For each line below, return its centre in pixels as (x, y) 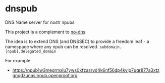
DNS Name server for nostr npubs (40, 22)
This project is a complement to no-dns (45, 32)
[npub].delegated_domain (31, 51)
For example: (19, 60)
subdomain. (111, 47)
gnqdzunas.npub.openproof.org (45, 75)
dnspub (21, 9)
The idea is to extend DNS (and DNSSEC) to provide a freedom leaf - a (77, 41)
